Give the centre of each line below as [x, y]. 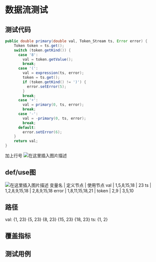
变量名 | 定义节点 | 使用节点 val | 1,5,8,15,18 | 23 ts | [100, 185]
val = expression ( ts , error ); [53, 73]
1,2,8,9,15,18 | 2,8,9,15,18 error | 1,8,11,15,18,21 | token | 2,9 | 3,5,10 [69, 191]
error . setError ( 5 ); [47, 87]
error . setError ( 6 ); [43, 132]
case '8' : [28, 55]
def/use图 [21, 172]
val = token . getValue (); [48, 59]
